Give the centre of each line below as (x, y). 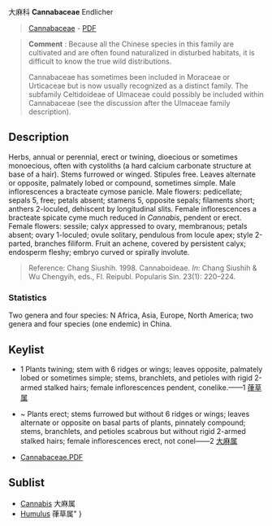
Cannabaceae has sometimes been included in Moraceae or (129, 77)
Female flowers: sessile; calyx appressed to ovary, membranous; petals (128, 226)
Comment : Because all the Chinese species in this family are (131, 44)
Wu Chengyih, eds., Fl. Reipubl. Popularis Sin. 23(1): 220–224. (132, 276)
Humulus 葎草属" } (51, 513)
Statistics (28, 297)
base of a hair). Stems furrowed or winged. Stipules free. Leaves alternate (132, 174)
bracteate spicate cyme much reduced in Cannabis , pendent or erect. (125, 217)
